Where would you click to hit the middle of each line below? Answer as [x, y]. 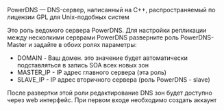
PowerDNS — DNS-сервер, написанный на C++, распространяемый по [111, 10]
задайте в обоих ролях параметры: [85, 45]
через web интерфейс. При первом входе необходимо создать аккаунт [112, 100]
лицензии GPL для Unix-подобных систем [69, 17]
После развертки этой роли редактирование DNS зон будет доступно [110, 93]
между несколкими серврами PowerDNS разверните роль [93, 37]
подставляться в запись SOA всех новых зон [83, 65]
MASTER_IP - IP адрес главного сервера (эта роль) [91, 72]
